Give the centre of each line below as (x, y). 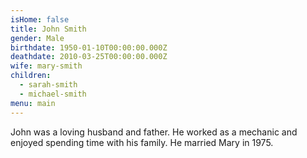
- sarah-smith (48, 85)
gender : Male (37, 38)
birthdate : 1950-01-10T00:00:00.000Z (89, 47)
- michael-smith (53, 94)
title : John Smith (48, 29)
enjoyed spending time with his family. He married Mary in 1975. (142, 142)
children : (31, 76)
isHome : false (40, 19)
